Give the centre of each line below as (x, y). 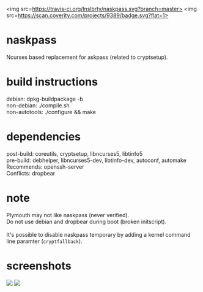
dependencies (44, 137)
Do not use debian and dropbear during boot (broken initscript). (87, 221)
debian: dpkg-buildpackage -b (45, 99)
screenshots (39, 266)
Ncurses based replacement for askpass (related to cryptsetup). (87, 57)
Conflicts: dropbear (31, 173)
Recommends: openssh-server (45, 167)
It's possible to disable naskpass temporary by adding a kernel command (98, 234)
